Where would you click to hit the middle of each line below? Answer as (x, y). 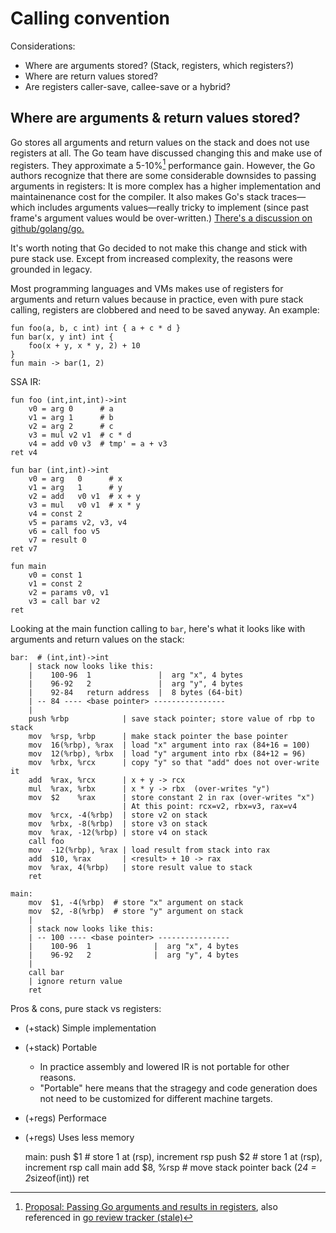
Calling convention (90, 18)
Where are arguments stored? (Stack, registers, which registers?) (159, 65)
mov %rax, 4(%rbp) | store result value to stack (140, 868)
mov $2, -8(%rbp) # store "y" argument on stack (136, 912)
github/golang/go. (47, 229)
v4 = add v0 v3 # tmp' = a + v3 (98, 444)
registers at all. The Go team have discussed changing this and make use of (166, 153)
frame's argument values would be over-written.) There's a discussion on (161, 218)
